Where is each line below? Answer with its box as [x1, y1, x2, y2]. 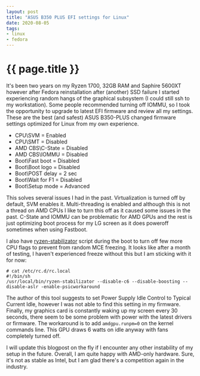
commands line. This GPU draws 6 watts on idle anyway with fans [6, 326, 168, 333]
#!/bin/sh [6, 273, 31, 279]
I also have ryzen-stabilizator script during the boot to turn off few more [6, 237, 183, 244]
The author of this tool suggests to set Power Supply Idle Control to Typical [6, 294, 191, 301]
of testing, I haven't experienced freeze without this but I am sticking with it [6, 250, 192, 257]
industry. [6, 363, 28, 370]
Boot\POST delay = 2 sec [14, 170, 78, 177]
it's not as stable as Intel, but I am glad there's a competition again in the [6, 356, 184, 363]
